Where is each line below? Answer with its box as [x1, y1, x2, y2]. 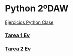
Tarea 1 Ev [5, 32, 30, 39]
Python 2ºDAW [5, 3, 69, 14]
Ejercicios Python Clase [5, 19, 54, 25]
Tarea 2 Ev [5, 45, 31, 52]
